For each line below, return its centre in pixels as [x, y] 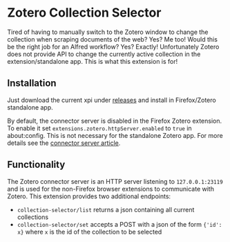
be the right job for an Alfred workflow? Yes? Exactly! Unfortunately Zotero [113, 46]
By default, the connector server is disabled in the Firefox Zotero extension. [115, 121]
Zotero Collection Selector [84, 13]
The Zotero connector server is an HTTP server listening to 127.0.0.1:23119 [115, 181]
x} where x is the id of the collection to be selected [89, 232]
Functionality [36, 165]
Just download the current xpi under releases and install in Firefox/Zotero [112, 100]
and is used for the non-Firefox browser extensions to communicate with [111, 189]
